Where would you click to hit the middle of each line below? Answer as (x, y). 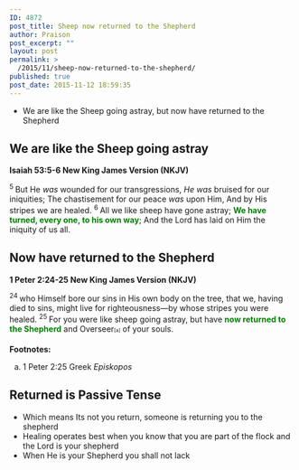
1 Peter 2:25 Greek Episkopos (77, 366)
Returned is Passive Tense (85, 395)
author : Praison (40, 34)
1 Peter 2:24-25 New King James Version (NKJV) (103, 279)
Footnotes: (30, 349)
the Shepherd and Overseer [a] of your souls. (92, 329)
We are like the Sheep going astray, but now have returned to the (143, 110)
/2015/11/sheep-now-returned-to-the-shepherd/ (107, 69)
